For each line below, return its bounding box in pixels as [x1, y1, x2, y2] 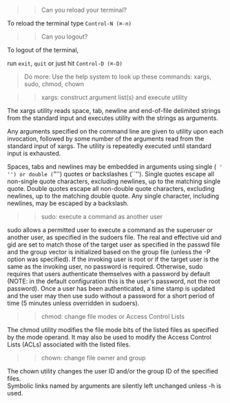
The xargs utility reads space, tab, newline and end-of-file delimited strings [7, 107, 221, 114]
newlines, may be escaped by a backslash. [7, 199, 129, 207]
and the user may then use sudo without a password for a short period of [7, 292, 215, 300]
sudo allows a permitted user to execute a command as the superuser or [7, 226, 213, 234]
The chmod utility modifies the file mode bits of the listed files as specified [7, 326, 219, 333]
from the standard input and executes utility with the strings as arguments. [7, 114, 218, 122]
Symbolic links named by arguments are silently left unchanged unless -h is [7, 382, 222, 390]
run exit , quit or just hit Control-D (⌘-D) [7, 59, 123, 68]
